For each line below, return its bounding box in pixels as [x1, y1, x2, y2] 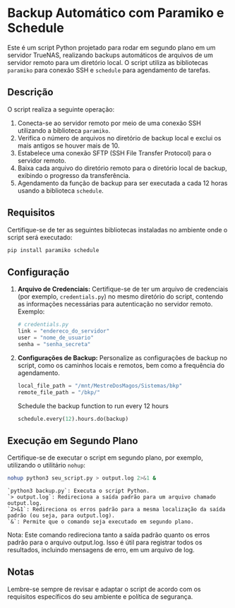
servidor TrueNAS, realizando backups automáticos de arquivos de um [7, 51, 213, 59]
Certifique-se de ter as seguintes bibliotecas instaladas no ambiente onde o [7, 225, 228, 234]
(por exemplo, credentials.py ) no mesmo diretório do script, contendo [17, 292, 224, 301]
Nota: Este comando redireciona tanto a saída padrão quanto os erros [7, 531, 210, 540]
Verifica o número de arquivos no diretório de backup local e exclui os [17, 133, 222, 142]
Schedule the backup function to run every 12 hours [17, 401, 169, 410]
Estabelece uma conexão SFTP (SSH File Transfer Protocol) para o [17, 148, 212, 157]
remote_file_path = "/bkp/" [17, 388, 100, 396]
